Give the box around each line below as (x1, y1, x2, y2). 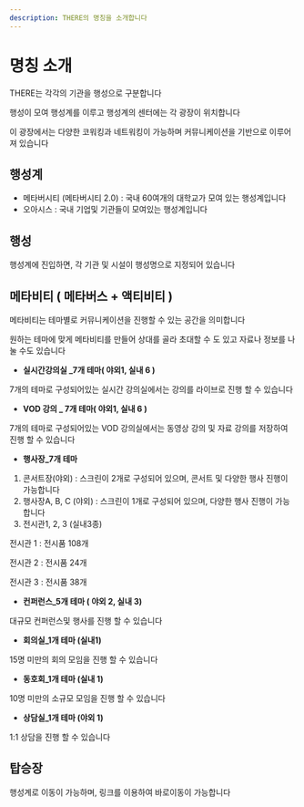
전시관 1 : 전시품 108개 (9, 538, 89, 548)
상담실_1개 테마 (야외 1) (22, 712, 104, 723)
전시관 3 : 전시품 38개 (9, 576, 87, 587)
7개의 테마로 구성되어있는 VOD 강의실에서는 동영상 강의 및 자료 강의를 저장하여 (9, 423, 289, 433)
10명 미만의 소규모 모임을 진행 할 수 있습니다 (9, 693, 166, 703)
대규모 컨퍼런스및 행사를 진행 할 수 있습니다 (9, 616, 163, 626)
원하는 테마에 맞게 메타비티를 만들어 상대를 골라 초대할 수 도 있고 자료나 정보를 (9, 334, 287, 345)
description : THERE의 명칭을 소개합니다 (9, 13, 147, 23)
